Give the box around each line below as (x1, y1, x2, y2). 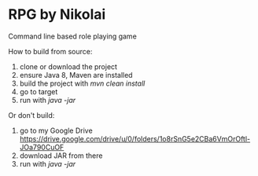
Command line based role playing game (8, 31, 138, 41)
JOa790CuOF (19, 142, 64, 152)
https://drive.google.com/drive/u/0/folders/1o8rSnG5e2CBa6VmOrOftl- (19, 134, 250, 143)
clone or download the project (19, 61, 118, 71)
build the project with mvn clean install (19, 79, 146, 88)
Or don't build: (8, 110, 55, 119)
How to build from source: (8, 46, 93, 56)
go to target (19, 86, 58, 96)
